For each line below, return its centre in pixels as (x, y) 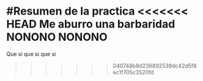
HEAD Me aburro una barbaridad (91, 24)
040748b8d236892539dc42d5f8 (155, 66)
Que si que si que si (31, 54)
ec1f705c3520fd (133, 72)
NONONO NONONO (57, 37)
